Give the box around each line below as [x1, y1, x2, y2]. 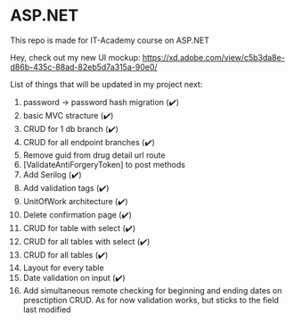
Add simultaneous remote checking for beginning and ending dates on [22, 285, 282, 295]
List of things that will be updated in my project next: [10, 78, 203, 89]
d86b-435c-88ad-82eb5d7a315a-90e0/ [10, 62, 159, 72]
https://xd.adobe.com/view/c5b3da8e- [142, 52, 286, 62]
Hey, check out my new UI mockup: [10, 52, 141, 62]
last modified [22, 304, 71, 315]
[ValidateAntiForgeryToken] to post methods [22, 159, 186, 169]
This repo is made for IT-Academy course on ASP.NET [10, 35, 210, 45]
